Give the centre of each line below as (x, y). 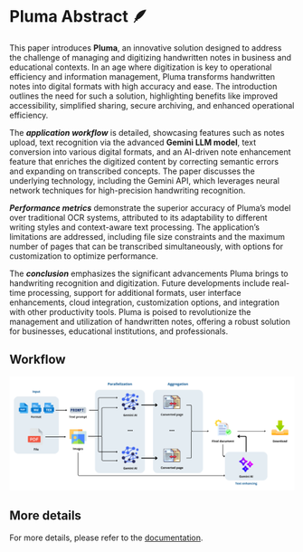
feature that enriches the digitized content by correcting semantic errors (144, 161)
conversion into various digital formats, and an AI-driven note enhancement (150, 152)
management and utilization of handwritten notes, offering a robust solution (150, 321)
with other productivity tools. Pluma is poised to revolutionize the (130, 311)
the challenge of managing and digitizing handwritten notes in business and (151, 57)
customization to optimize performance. (84, 256)
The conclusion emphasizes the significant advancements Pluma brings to (149, 273)
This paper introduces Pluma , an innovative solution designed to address (146, 48)
